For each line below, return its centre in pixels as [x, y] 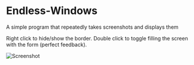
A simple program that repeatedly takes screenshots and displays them [92, 27]
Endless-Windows [52, 11]
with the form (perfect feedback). [46, 45]
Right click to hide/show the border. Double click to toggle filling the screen [97, 38]
